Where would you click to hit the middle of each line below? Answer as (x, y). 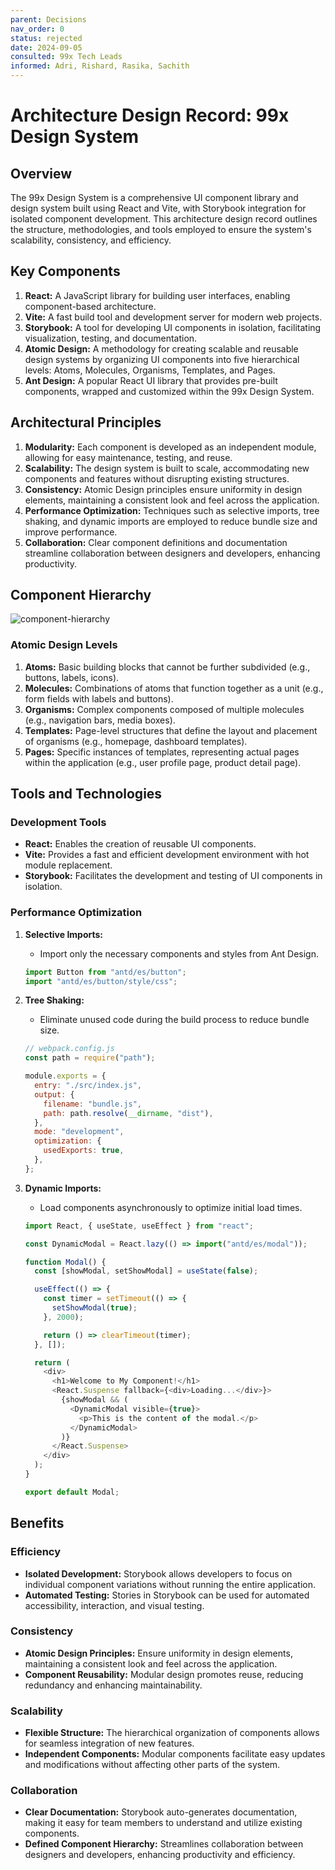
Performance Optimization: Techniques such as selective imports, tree (172, 510)
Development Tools (58, 823)
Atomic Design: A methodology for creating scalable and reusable (161, 348)
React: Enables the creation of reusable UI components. (140, 844)
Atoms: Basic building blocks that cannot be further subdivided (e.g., (167, 667)
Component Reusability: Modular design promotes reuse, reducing (164, 1674)
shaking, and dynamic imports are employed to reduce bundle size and (171, 521)
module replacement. (68, 865)
